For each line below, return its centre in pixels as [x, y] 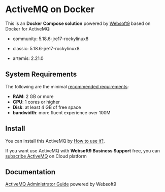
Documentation [30, 172]
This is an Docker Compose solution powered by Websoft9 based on [78, 23]
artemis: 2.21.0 [28, 58]
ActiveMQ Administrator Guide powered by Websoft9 [61, 184]
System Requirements [41, 74]
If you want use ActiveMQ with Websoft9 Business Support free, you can [83, 150]
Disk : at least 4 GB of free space [47, 107]
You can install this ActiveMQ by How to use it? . [55, 141]
